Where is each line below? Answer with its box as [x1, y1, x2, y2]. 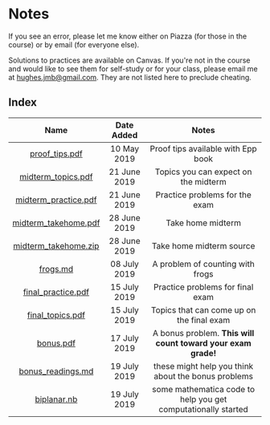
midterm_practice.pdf [15, 194, 97, 205]
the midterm [180, 176, 227, 187]
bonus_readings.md [18, 366, 94, 377]
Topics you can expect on [154, 166, 252, 177]
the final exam [176, 314, 231, 326]
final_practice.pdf [22, 286, 90, 297]
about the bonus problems [153, 370, 253, 382]
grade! [190, 347, 217, 358]
